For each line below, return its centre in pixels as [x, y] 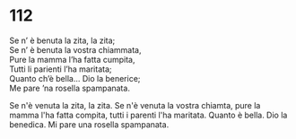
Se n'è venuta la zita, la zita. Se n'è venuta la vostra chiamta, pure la [135, 105]
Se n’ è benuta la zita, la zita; [62, 40]
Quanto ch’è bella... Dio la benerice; [75, 78]
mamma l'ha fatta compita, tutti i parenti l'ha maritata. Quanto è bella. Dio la [148, 115]
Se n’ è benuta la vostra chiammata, [75, 49]
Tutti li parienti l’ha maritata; [61, 69]
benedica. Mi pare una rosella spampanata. [89, 124]
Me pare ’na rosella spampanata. [70, 88]
